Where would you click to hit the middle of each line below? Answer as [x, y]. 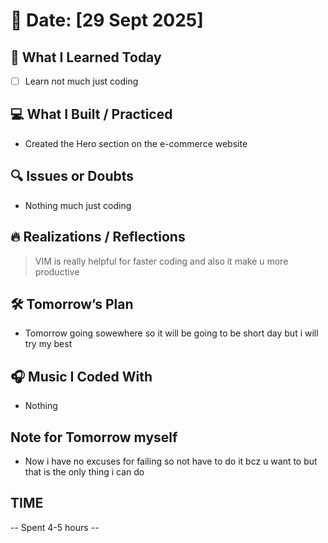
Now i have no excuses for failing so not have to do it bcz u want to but [171, 461]
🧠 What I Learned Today [86, 57]
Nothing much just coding [78, 205]
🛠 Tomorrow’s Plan [72, 304]
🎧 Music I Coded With [81, 376]
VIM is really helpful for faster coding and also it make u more [161, 261]
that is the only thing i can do [84, 471]
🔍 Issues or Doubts [72, 176]
